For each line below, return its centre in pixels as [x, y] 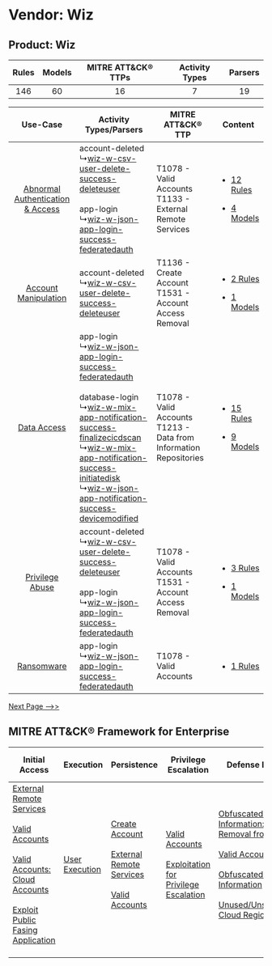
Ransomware [42, 666]
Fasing [25, 930]
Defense [243, 765]
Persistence [134, 765]
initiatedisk [100, 478]
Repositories [181, 458]
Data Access [42, 428]
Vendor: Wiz [51, 15]
